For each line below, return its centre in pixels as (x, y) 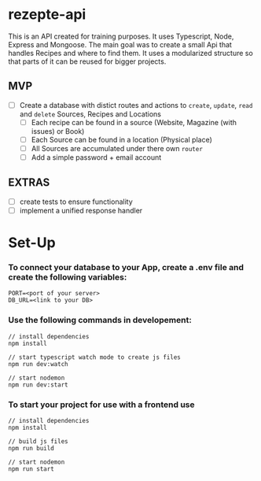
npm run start (31, 469)
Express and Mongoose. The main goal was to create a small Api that (120, 44)
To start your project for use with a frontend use (101, 405)
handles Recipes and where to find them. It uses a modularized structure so (130, 53)
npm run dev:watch (38, 364)
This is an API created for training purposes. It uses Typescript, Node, (121, 36)
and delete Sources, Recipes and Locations (90, 114)
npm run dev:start (38, 385)
